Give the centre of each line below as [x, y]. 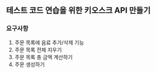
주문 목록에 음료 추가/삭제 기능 [49, 42]
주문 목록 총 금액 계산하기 [44, 57]
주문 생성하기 [30, 64]
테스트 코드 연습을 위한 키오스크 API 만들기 [78, 11]
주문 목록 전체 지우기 [38, 50]
